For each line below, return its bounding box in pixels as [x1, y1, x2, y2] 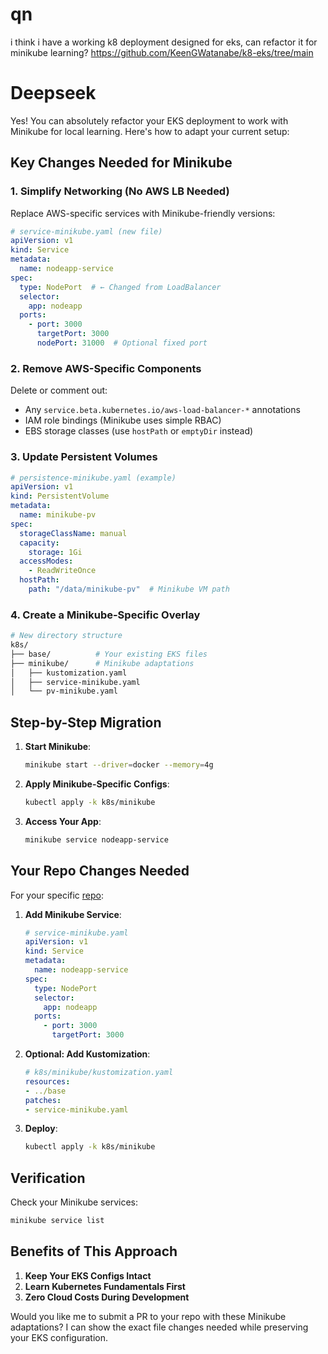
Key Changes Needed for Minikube [10, 154, 233, 172]
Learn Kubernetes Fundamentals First [24, 1280, 186, 1292]
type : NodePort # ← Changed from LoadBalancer [19, 282, 222, 292]
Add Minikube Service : [24, 908, 122, 920]
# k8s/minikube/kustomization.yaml [24, 1068, 174, 1078]
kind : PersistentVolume [10, 491, 110, 502]
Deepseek [10, 82, 97, 105]
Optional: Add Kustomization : [24, 1048, 151, 1060]
